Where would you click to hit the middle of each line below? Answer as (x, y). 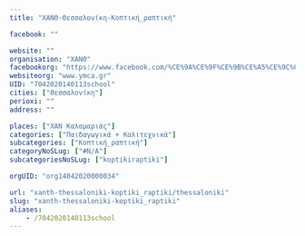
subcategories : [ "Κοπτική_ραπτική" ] (79, 143)
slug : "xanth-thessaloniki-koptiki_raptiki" (95, 201)
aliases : (26, 210)
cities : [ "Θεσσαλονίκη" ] (56, 93)
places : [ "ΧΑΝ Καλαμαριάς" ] (63, 126)
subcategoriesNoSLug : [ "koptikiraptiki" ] (89, 160)
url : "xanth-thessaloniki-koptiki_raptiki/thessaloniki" (119, 192)
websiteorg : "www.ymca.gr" (60, 76)
